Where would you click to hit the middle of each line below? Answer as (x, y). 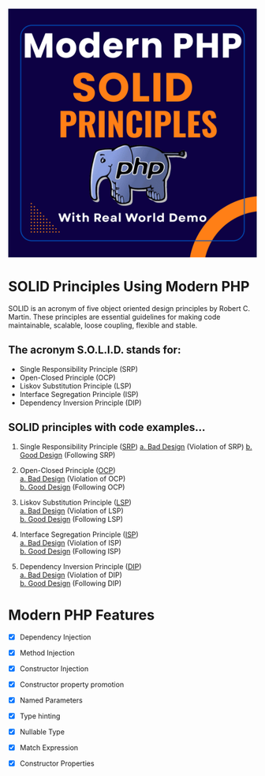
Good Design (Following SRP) (67, 455)
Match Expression (49, 748)
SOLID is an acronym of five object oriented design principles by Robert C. (129, 308)
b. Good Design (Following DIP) (71, 583)
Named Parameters (51, 700)
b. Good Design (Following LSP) (71, 519)
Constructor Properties (57, 763)
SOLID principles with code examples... (107, 427)
